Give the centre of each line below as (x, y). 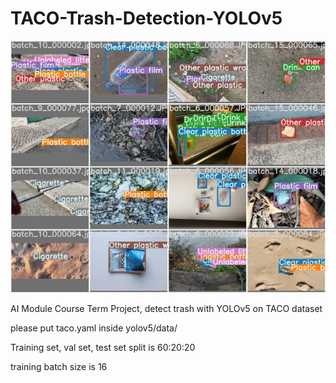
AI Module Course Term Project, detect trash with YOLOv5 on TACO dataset (166, 309)
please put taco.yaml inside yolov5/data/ (94, 328)
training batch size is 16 (59, 367)
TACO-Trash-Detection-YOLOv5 (146, 18)
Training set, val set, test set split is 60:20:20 (103, 348)
